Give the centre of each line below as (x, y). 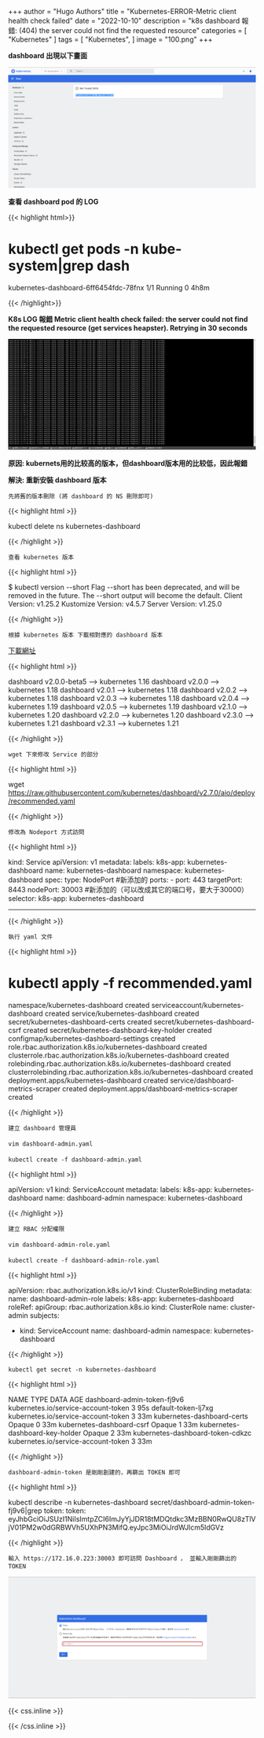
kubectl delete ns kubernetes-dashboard (74, 526)
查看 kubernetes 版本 (41, 558)
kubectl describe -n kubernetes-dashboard (78, 1503)
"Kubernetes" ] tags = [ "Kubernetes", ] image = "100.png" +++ (110, 39)
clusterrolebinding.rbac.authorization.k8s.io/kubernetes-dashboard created (131, 1072)
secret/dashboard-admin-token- (202, 1503)
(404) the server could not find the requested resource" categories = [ (133, 30)
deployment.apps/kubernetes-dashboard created (88, 1080)
